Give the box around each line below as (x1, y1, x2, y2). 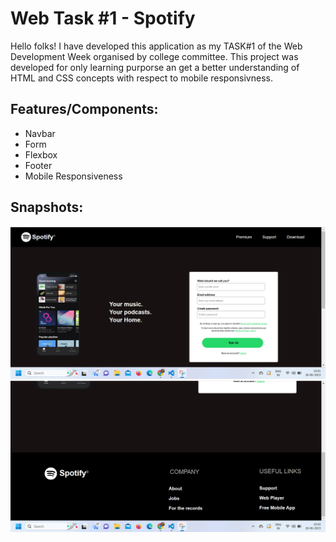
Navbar (24, 127, 56, 139)
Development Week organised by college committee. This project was (10, 50, 299, 62)
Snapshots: (10, 199, 84, 216)
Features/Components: (10, 101, 159, 118)
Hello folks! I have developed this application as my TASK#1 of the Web (10, 40, 303, 52)
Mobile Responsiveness (24, 170, 123, 182)
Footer (24, 159, 53, 171)
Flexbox (24, 148, 58, 161)
